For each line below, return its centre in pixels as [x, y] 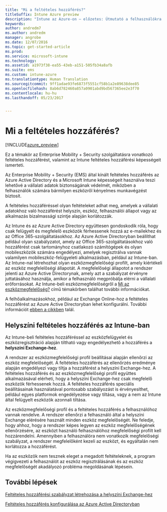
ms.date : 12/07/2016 [27, 42]
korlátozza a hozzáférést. [31, 447]
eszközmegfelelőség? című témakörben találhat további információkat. [78, 289]
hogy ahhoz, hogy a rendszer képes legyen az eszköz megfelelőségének [80, 425]
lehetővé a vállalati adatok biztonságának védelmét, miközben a [71, 185]
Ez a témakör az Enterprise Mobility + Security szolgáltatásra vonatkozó [79, 154]
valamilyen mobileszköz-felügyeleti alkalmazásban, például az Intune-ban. [82, 257]
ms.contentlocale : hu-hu [31, 93]
